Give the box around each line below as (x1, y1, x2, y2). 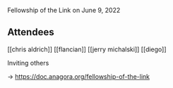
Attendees (7, 26, 54, 38)
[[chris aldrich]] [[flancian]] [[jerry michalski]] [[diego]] (7, 45, 167, 54)
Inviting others (7, 58, 49, 67)
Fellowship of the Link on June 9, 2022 (7, 6, 121, 14)
